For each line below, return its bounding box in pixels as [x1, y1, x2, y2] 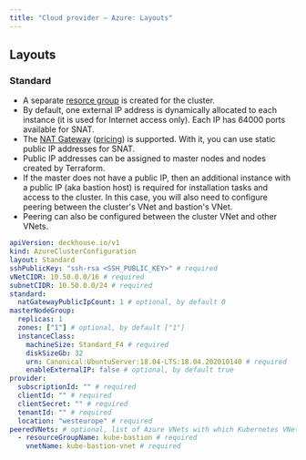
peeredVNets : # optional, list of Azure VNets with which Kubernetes [9, 424, 280, 434]
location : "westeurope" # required [17, 416, 153, 425]
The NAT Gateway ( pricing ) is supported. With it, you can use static [22, 134, 276, 145]
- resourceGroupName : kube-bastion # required [17, 434, 198, 443]
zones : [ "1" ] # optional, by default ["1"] [17, 323, 185, 332]
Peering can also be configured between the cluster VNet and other [22, 211, 278, 222]
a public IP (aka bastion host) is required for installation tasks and [22, 182, 269, 193]
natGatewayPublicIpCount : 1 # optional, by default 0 [17, 298, 226, 307]
